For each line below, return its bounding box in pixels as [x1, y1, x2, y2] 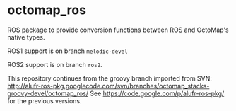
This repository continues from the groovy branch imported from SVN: [7, 74, 212, 83]
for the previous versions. [7, 96, 82, 105]
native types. [7, 33, 45, 41]
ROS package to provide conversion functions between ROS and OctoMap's [7, 25, 229, 34]
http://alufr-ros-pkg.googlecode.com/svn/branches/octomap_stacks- [7, 81, 210, 90]
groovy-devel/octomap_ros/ [7, 89, 89, 98]
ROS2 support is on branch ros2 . [7, 60, 102, 69]
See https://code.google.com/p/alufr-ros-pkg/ [90, 89, 225, 98]
